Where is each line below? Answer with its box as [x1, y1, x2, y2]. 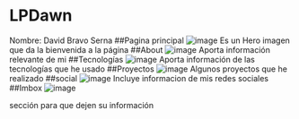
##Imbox [9, 82, 43, 93]
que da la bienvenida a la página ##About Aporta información [9, 44, 271, 55]
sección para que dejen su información [9, 99, 154, 110]
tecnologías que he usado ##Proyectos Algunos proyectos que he [9, 64, 287, 74]
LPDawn [9, 5, 73, 26]
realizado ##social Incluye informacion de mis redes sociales [9, 72, 269, 83]
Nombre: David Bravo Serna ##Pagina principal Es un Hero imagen [9, 35, 290, 46]
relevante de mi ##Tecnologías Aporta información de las [9, 54, 256, 64]
